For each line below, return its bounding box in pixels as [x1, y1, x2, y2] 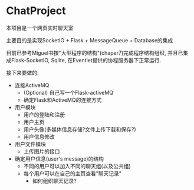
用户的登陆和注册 [23, 111, 65, 118]
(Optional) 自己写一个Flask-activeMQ [23, 89, 114, 96]
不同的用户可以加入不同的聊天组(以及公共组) [23, 162, 131, 169]
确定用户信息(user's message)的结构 [14, 155, 104, 162]
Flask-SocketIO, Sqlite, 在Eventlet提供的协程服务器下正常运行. [11, 56, 161, 64]
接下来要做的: [6, 69, 40, 76]
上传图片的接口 [23, 148, 60, 155]
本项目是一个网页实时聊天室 [6, 24, 74, 31]
